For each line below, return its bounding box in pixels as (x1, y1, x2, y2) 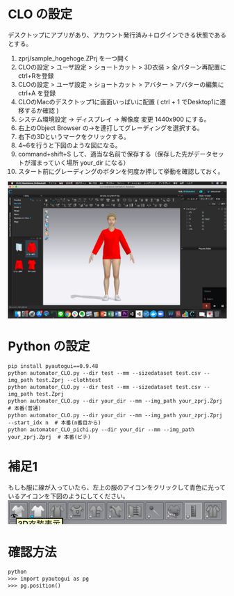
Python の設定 (8, 339, 90, 355)
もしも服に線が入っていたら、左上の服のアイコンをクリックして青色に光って (8, 483, 226, 491)
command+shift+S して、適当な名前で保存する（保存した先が (17, 150, 194, 158)
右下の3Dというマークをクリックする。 (17, 132, 131, 140)
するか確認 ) (24, 106, 59, 115)
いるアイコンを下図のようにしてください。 (8, 492, 129, 500)
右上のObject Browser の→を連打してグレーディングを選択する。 (17, 123, 203, 132)
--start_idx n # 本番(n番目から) (8, 419, 101, 426)
